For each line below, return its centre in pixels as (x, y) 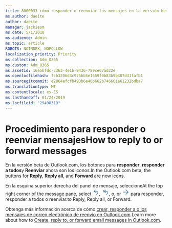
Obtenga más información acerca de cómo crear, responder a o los (76, 209)
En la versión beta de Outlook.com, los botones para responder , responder (85, 165)
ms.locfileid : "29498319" (33, 103)
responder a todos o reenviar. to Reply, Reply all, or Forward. (69, 199)
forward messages (46, 151)
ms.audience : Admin (26, 38)
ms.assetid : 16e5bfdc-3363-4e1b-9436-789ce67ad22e (60, 70)
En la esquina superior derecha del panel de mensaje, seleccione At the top (84, 186)
